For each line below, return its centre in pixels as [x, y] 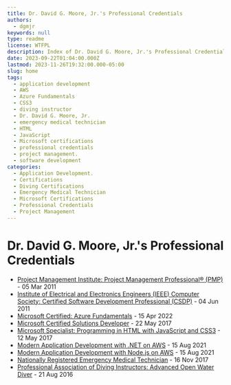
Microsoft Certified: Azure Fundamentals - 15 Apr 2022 [95, 316]
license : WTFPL [29, 45]
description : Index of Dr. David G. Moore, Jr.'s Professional [100, 52]
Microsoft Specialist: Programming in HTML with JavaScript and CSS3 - [119, 330]
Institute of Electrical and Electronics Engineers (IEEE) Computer [108, 294]
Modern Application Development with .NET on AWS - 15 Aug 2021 [111, 345]
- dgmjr [24, 26]
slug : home [23, 71]
